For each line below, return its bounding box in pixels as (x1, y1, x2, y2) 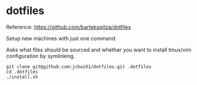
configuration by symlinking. (6, 52, 75, 59)
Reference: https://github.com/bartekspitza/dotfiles (6, 23, 132, 30)
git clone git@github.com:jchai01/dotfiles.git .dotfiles (6, 63, 152, 70)
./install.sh (6, 74, 38, 80)
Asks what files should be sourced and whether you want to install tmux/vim (6, 46, 192, 53)
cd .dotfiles (6, 69, 38, 74)
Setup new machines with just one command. (6, 35, 117, 42)
